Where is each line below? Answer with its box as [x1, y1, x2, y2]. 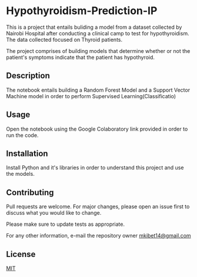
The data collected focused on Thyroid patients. [6, 36, 123, 43]
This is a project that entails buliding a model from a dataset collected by [6, 24, 182, 31]
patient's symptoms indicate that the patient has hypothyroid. [6, 54, 155, 61]
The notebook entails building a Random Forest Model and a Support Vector [6, 86, 190, 94]
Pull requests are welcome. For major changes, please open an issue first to [6, 203, 190, 210]
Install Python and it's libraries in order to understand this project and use [6, 164, 184, 171]
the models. [6, 171, 35, 178]
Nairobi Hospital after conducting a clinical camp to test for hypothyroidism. [6, 29, 189, 36]
